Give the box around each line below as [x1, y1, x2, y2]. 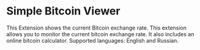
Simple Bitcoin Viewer [6, 4, 120, 18]
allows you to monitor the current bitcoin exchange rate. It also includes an [6, 30, 194, 37]
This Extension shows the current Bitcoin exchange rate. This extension [6, 24, 187, 31]
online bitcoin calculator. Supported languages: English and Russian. [6, 37, 179, 44]
